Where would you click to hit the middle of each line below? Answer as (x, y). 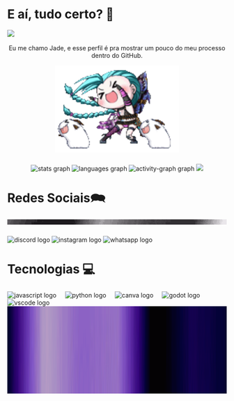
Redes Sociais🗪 (56, 198)
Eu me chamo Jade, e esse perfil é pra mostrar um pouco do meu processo (117, 48)
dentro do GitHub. (117, 55)
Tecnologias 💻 (51, 269)
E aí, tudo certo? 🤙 (61, 14)
